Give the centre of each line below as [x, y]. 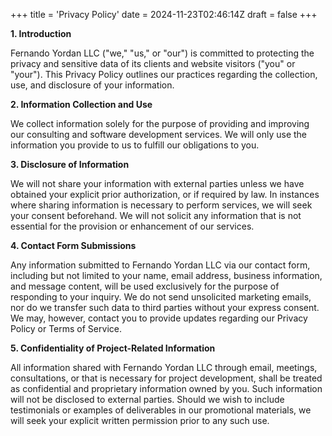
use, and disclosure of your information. [92, 85]
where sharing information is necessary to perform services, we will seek [161, 205]
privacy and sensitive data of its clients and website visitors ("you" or [153, 63]
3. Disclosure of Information [70, 164]
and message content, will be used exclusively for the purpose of [145, 286]
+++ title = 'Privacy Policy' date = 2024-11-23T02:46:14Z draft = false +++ [164, 14]
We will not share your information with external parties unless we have [157, 183]
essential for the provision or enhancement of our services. [132, 226]
